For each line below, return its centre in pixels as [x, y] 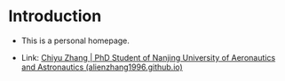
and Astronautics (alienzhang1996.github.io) [102, 67]
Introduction [55, 16]
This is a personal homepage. [75, 40]
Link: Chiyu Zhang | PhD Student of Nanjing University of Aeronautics [148, 57]
